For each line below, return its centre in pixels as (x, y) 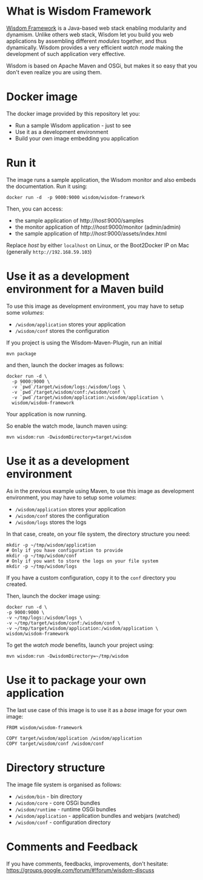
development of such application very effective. (66, 54)
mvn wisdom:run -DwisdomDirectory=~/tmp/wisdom (68, 656)
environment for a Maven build (85, 289)
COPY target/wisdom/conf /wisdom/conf (55, 744)
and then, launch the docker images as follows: (65, 365)
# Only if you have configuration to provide (65, 550)
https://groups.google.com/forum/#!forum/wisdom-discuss (80, 870)
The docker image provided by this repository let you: (73, 113)
